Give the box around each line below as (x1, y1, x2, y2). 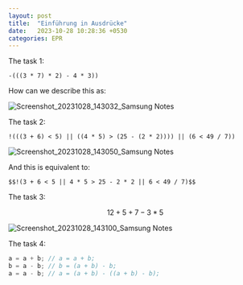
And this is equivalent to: (8, 163, 91, 172)
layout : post (8, 11, 52, 20)
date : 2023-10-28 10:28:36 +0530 (8, 27, 128, 35)
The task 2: (8, 118, 46, 127)
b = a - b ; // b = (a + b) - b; (8, 262, 117, 271)
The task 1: (8, 56, 44, 66)
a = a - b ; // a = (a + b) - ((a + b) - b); (8, 270, 160, 278)
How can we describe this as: (8, 86, 106, 96)
